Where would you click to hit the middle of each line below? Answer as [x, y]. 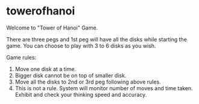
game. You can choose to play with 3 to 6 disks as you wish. [81, 46]
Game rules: [21, 57]
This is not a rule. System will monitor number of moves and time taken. [104, 88]
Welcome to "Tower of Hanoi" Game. [52, 28]
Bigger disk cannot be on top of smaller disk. [71, 75]
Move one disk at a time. [46, 69]
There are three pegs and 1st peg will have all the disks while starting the [96, 39]
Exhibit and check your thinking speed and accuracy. [81, 94]
